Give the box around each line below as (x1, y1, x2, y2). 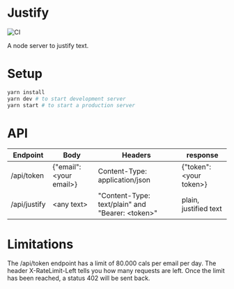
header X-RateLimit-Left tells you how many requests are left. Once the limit (7, 267, 225, 275)
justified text (181, 204, 223, 214)
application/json (97, 175, 151, 185)
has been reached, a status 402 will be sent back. (7, 274, 150, 283)
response (186, 150, 219, 160)
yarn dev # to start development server (7, 95, 127, 102)
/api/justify (10, 200, 46, 210)
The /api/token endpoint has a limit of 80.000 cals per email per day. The (7, 259, 217, 267)
